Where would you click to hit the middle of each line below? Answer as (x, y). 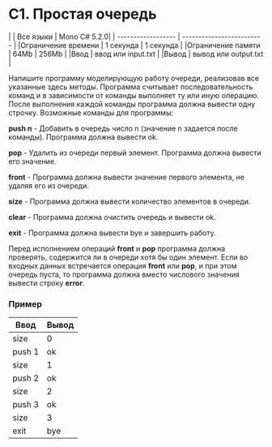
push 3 (25, 405)
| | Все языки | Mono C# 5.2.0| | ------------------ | (94, 37)
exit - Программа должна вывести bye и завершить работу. (112, 233)
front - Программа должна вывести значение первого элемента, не (127, 177)
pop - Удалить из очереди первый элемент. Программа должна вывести (135, 153)
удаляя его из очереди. (49, 185)
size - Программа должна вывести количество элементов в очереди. (130, 201)
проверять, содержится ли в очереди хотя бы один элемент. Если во (128, 257)
